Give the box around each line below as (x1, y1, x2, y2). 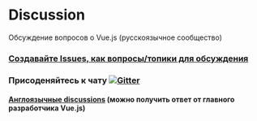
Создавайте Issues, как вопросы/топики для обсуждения (8, 53, 249, 64)
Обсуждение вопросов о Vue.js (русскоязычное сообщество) (8, 32, 223, 42)
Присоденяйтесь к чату (8, 75, 108, 86)
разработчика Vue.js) (8, 103, 86, 113)
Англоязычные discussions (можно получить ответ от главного (8, 95, 235, 105)
